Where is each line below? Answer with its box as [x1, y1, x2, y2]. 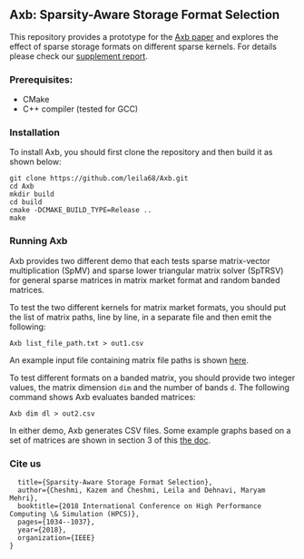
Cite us [9, 457, 42, 470]
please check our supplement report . [9, 50, 148, 62]
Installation [9, 126, 61, 139]
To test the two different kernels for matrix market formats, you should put [9, 301, 287, 312]
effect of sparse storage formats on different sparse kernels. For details [9, 41, 277, 52]
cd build [9, 198, 43, 207]
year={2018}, [17, 525, 67, 534]
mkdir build [9, 190, 54, 199]
